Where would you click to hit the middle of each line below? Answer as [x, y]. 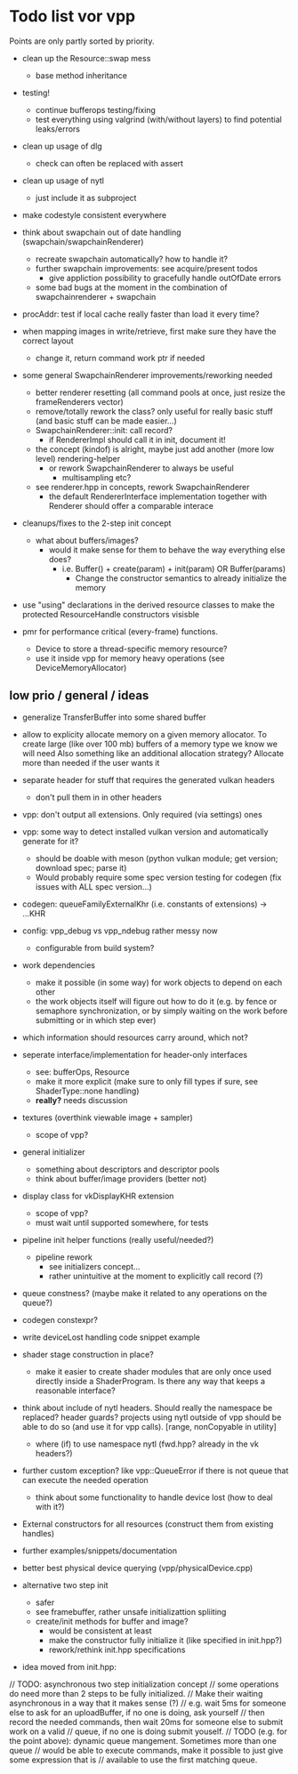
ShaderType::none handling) [87, 1091]
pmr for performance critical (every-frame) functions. [120, 631]
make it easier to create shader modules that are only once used [153, 1371]
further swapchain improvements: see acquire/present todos [146, 268]
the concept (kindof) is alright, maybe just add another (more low [154, 449]
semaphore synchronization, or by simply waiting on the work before [161, 1011]
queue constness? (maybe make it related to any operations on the [145, 1293]
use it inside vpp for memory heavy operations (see [130, 658]
